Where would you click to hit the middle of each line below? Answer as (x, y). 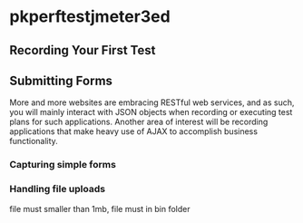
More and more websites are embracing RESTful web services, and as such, (152, 102)
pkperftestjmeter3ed (90, 17)
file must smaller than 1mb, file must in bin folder (100, 208)
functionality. (34, 141)
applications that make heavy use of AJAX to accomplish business (134, 131)
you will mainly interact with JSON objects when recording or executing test (151, 112)
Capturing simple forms (63, 165)
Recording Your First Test (83, 50)
